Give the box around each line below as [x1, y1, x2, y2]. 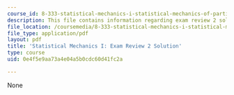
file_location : [7, 23, 52, 30]
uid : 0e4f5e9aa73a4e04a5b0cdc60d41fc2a [7, 56, 123, 63]
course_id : [7, 10, 39, 17]
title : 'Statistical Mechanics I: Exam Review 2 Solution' [7, 43, 182, 50]
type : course [7, 50, 45, 57]
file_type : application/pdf [7, 29, 89, 37]
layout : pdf [7, 36, 42, 43]
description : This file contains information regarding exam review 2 [7, 17, 217, 24]
